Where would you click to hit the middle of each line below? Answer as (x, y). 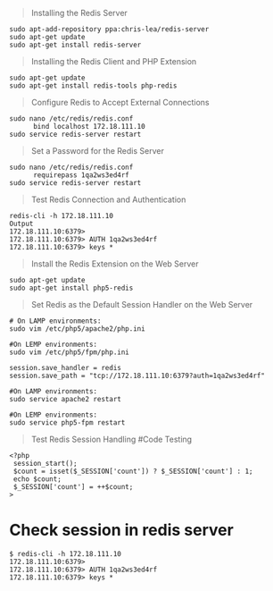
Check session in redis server (121, 530)
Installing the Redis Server (79, 13)
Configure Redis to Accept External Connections (120, 102)
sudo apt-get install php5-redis (71, 288)
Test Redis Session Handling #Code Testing (112, 439)
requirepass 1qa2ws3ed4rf (81, 175)
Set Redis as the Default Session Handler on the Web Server (142, 304)
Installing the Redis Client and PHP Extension (114, 61)
